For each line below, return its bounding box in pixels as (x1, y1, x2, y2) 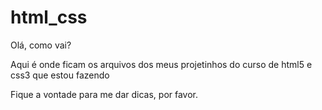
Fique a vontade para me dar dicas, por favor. (10, 88, 199, 100)
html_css (10, 6, 88, 29)
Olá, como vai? (10, 39, 72, 51)
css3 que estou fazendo (10, 69, 110, 81)
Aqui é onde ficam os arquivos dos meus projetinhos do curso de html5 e (10, 58, 313, 70)
